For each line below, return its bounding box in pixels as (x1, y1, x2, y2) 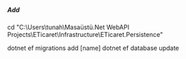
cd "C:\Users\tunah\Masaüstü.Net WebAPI (7, 23, 130, 31)
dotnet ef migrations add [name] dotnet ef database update (7, 44, 180, 52)
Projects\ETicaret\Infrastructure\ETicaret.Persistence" (7, 30, 164, 38)
